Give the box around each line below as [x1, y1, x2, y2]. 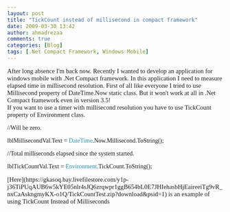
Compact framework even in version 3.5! [7, 96, 111, 104]
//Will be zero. [7, 124, 42, 131]
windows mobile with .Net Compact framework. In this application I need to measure [7, 74, 222, 82]
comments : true [7, 36, 51, 43]
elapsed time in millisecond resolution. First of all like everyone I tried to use [7, 82, 201, 89]
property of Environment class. [7, 110, 86, 119]
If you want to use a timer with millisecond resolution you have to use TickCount [7, 104, 211, 111]
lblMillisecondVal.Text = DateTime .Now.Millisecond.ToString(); [7, 137, 164, 144]
